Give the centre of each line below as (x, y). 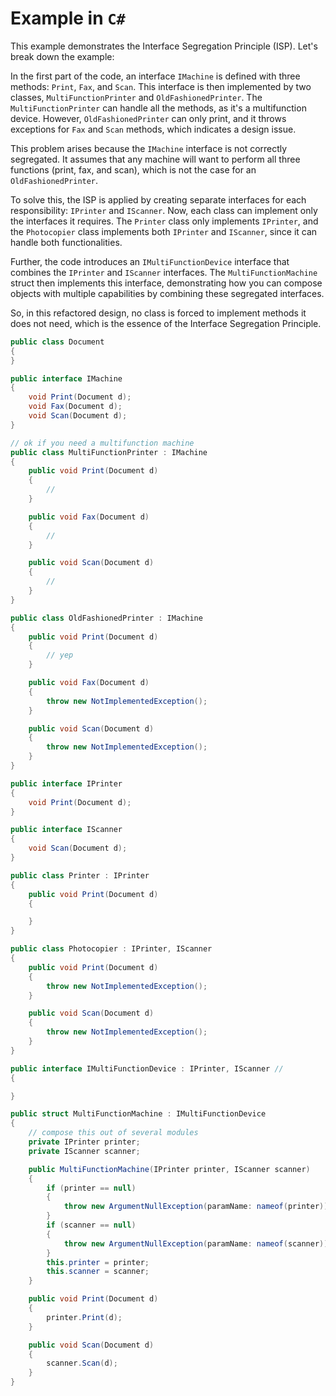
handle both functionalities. (66, 242)
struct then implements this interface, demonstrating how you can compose (166, 283)
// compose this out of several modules (113, 1133)
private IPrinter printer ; (84, 1142)
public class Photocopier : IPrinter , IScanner (111, 949)
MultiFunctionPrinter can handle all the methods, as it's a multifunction (158, 108)
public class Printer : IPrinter (80, 875)
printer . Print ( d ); (84, 1317)
